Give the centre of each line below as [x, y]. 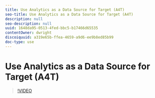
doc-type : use [20, 42]
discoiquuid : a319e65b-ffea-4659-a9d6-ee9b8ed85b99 [59, 38]
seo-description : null [28, 24]
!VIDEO [24, 91]
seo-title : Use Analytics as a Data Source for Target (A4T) [69, 14]
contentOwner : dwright [28, 33]
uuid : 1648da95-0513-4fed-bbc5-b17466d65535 [52, 28]
